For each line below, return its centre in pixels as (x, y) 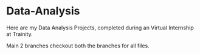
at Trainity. (19, 34)
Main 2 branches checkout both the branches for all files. (78, 46)
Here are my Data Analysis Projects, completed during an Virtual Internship (100, 28)
